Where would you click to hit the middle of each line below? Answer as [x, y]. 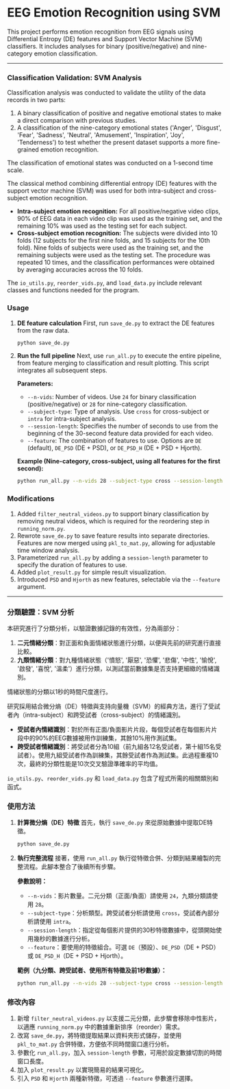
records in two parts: [37, 100]
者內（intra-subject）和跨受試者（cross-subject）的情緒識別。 [96, 715]
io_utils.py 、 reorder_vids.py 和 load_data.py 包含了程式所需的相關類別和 [113, 778]
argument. [31, 586]
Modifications [31, 499]
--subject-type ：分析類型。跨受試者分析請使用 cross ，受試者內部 [120, 913]
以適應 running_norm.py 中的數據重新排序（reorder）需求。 [100, 1027]
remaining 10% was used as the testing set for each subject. [102, 226]
